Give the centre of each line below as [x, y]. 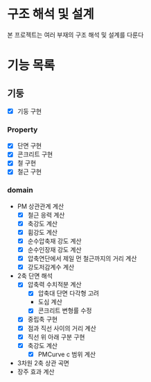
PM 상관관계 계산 [41, 206]
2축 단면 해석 [35, 276]
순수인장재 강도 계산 [54, 250]
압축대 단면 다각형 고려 [68, 293]
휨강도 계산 [42, 232]
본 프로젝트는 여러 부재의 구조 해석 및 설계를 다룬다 [75, 35]
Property [23, 129]
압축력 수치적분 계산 [54, 285]
